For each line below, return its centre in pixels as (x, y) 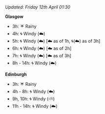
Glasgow (14, 16)
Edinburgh (16, 74)
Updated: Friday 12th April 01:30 (38, 7)
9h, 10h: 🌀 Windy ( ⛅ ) (33, 99)
